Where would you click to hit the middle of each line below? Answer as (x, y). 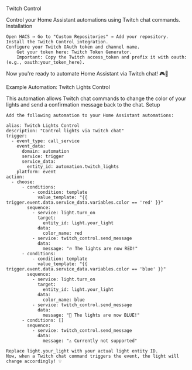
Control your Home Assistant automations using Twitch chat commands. (93, 20)
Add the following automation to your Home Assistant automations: (90, 115)
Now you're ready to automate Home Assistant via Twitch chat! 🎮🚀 (87, 73)
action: (16, 177)
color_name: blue (64, 300)
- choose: (23, 182)
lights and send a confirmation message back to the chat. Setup (83, 105)
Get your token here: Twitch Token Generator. (74, 52)
